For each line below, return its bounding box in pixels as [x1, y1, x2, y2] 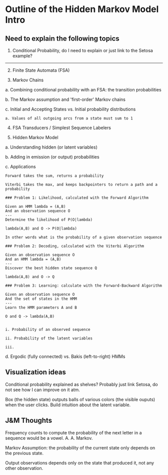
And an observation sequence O [5, 208, 70, 213]
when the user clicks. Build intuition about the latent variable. [5, 402, 131, 408]
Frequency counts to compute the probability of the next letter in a [5, 429, 142, 435]
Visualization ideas [5, 368, 66, 377]
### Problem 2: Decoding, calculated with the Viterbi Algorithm [5, 244, 144, 249]
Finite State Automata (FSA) [12, 67, 70, 73]
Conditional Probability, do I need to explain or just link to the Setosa [12, 48, 153, 53]
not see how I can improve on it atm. [5, 387, 80, 393]
